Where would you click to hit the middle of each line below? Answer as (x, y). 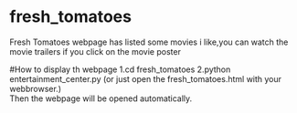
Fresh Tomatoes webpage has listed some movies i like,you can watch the (149, 42)
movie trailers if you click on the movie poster (95, 51)
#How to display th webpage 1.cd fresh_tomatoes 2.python (120, 69)
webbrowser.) (36, 88)
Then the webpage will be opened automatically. (101, 98)
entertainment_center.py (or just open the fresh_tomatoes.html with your (145, 78)
